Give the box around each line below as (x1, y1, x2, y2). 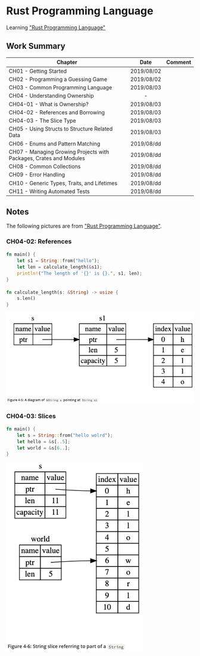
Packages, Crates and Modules (8, 154, 85, 161)
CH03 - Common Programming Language (8, 84, 112, 91)
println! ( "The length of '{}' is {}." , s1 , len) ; (17, 270, 143, 276)
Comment (166, 58, 192, 66)
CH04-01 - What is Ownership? (8, 100, 89, 108)
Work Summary (6, 41, 65, 51)
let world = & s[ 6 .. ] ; (17, 445, 70, 451)
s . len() (17, 296, 36, 301)
